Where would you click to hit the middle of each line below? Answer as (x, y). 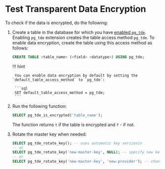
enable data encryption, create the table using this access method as (82, 42)
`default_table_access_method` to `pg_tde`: (58, 80)
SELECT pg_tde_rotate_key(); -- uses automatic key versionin (77, 143)
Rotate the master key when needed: (49, 134)
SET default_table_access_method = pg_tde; (60, 93)
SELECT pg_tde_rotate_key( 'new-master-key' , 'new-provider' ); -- (80, 162)
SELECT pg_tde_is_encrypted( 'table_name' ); (57, 115)
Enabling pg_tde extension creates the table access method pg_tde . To (83, 37)
